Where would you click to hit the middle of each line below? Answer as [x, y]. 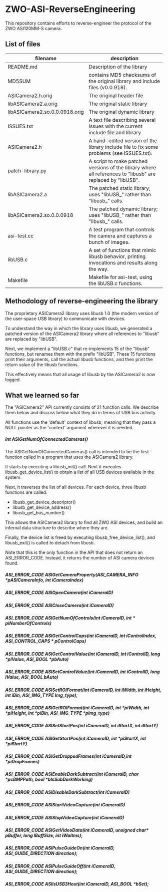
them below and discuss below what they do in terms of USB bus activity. [81, 413]
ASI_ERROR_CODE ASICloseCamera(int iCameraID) [59, 605]
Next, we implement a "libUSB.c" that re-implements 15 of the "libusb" [77, 349]
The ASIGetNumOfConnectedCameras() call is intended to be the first [77, 452]
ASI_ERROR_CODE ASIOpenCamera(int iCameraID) [59, 592]
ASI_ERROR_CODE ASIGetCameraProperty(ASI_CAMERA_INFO [72, 574]
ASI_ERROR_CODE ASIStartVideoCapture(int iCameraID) [65, 805]
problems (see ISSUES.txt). [120, 153]
